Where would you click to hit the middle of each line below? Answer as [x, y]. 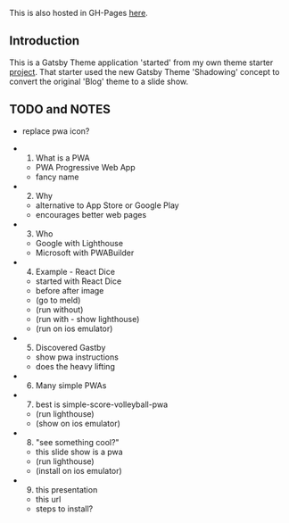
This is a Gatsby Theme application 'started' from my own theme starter [141, 62]
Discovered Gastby [70, 347]
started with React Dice [78, 281]
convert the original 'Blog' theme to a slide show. [99, 81]
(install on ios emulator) [78, 470]
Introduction [45, 41]
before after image [70, 290]
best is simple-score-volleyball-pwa [102, 404]
